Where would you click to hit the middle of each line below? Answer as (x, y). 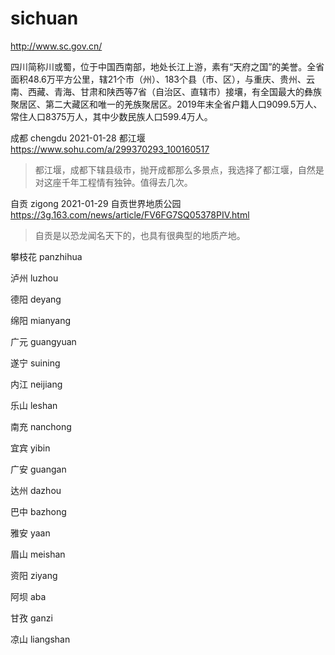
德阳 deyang (36, 299)
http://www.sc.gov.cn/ (56, 46)
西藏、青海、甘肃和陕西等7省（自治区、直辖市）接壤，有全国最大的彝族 (174, 91)
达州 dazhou (36, 490)
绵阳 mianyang (41, 320)
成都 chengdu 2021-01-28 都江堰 (78, 138)
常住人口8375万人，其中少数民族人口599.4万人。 (111, 116)
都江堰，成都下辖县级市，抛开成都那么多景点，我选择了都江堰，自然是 (179, 169)
